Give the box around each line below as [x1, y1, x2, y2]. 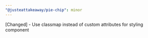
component [5, 26, 29, 33]
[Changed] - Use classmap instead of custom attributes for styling [5, 21, 143, 27]
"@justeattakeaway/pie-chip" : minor [5, 7, 82, 13]
